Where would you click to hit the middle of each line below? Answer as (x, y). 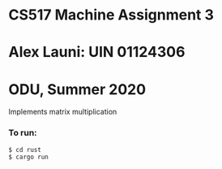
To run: (23, 133)
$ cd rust (25, 149)
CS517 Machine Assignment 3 (111, 15)
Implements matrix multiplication (63, 112)
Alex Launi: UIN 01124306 (97, 52)
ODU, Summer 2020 (77, 89)
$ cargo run (28, 157)
